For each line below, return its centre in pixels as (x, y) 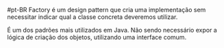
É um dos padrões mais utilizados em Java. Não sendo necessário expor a (112, 30)
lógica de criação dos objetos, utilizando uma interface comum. (97, 37)
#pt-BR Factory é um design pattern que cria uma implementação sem (107, 10)
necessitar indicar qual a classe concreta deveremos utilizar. (92, 17)
